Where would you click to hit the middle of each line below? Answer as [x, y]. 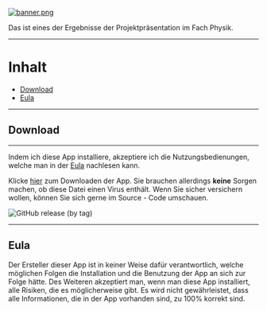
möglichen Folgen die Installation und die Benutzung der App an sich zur [127, 273]
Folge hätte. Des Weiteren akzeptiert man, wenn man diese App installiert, [129, 282]
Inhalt [28, 67]
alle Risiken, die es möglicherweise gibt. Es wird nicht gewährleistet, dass [128, 290]
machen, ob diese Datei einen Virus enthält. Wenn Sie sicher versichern [126, 189]
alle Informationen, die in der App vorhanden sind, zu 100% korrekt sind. [127, 298]
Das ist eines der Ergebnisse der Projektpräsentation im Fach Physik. [121, 27]
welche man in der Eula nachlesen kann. [74, 165]
